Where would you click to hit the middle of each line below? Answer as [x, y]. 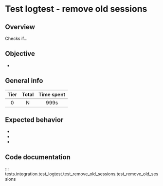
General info [24, 81]
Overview [20, 27]
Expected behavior [34, 120]
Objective [20, 54]
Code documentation [38, 157]
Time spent [52, 94]
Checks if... [16, 38]
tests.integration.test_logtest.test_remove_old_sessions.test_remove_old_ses [82, 174]
